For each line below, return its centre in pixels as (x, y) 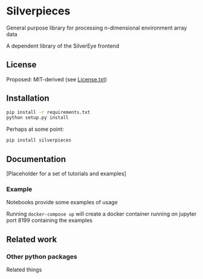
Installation (28, 99)
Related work (32, 239)
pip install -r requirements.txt (48, 112)
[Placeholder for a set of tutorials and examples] (66, 174)
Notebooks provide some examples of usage (62, 202)
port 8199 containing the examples (49, 221)
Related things (24, 269)
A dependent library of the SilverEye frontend (63, 46)
